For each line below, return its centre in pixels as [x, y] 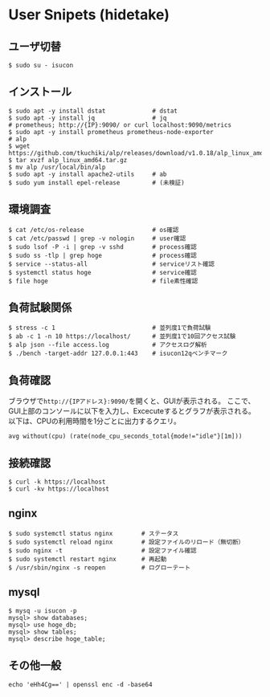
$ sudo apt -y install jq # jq [88, 118]
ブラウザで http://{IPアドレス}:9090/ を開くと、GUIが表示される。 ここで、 [132, 401]
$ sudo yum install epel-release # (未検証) [96, 182]
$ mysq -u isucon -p [43, 611]
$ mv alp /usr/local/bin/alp [57, 167]
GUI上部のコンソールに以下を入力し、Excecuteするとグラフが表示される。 [132, 411]
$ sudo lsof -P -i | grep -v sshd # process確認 [102, 247]
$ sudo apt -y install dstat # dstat [93, 111]
